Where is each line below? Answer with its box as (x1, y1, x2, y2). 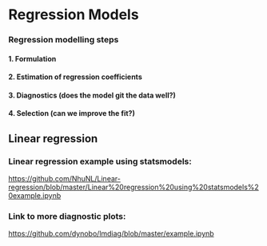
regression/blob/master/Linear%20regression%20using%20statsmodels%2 (8, 182, 260, 192)
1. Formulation (8, 54, 57, 63)
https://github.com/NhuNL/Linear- (8, 174, 122, 184)
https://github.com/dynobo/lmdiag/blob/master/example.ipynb (8, 229, 214, 239)
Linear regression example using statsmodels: (8, 156, 192, 167)
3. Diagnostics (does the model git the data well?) (8, 90, 176, 100)
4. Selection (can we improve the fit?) (8, 109, 136, 118)
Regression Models (8, 6, 139, 24)
